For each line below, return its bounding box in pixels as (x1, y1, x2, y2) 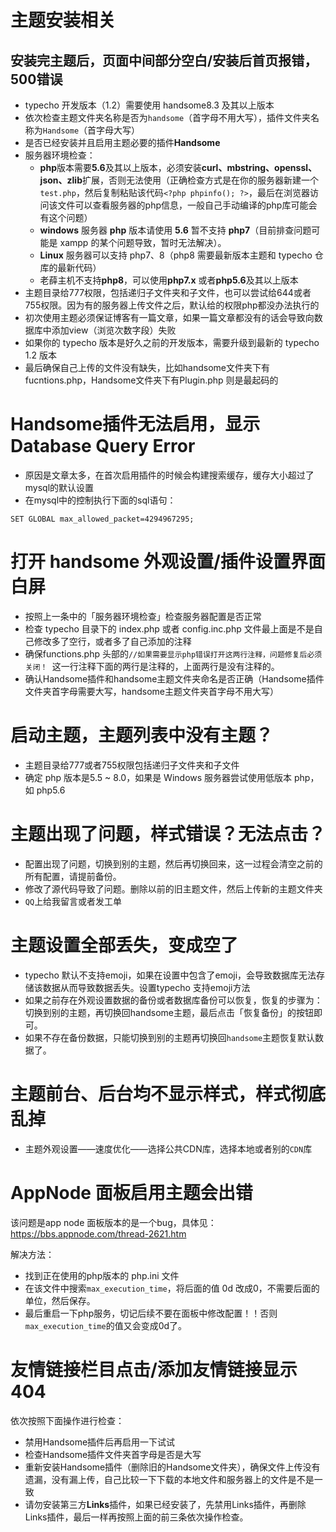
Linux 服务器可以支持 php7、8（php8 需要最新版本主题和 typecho (39, 249, 313, 261)
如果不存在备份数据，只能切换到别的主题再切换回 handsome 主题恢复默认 (24, 1031, 316, 1043)
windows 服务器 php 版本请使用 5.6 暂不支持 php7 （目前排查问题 (39, 224, 312, 236)
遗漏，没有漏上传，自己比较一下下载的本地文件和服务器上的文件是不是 (24, 1473, 315, 1485)
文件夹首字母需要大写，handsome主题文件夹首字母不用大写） (24, 685, 279, 697)
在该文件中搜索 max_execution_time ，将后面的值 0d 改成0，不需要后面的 (24, 1282, 320, 1294)
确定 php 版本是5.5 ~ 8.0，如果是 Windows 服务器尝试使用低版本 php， (24, 771, 320, 783)
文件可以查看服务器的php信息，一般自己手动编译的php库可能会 (57, 199, 318, 211)
